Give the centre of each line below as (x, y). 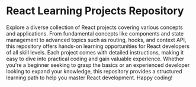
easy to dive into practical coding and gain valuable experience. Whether (95, 59)
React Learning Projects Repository (95, 11)
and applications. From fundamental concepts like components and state (95, 33)
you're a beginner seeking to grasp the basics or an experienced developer (98, 65)
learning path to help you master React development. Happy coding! (89, 78)
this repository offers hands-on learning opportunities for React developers (98, 46)
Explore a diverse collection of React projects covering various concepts (95, 27)
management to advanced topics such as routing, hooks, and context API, (96, 40)
